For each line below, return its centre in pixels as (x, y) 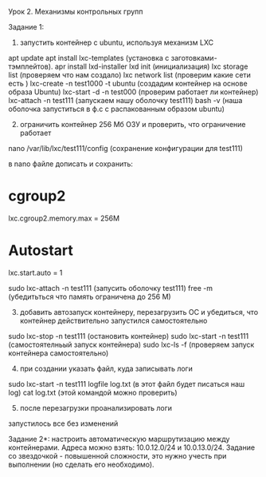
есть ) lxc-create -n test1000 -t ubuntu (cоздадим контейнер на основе (128, 83)
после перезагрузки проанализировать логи (96, 407)
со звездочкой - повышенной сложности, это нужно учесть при (117, 455)
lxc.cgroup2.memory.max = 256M (64, 218)
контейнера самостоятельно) (59, 353)
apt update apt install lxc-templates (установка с (89, 58)
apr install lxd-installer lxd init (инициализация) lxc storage (151, 66)
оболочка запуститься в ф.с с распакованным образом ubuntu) (117, 109)
